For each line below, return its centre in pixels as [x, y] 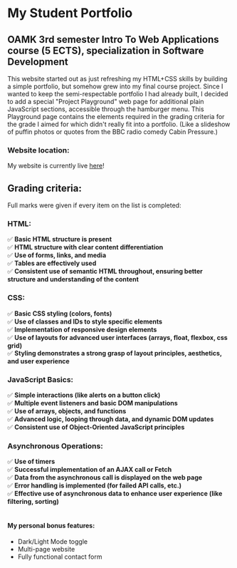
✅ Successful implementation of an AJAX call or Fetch [90, 470]
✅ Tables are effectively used [52, 263]
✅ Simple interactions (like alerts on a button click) [84, 395]
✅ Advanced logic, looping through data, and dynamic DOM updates [111, 419]
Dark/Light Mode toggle [52, 541]
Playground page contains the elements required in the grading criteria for [116, 117]
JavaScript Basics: [40, 379]
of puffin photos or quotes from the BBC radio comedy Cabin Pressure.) [113, 132]
